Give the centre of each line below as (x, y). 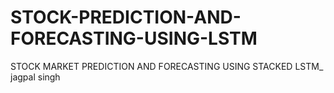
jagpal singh (35, 77)
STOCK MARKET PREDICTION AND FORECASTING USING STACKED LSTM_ (167, 66)
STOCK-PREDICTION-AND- (126, 17)
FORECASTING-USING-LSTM (134, 38)
